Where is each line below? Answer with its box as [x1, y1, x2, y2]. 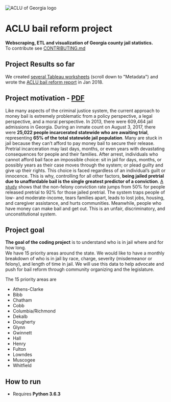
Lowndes [12, 351, 32, 358]
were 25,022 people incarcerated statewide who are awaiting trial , [5, 129, 149, 135]
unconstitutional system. [5, 210, 57, 217]
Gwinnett [12, 330, 32, 336]
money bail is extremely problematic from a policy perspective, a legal [5, 113, 153, 119]
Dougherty [12, 319, 36, 325]
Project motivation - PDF [5, 94, 85, 102]
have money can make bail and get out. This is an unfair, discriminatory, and [5, 205, 165, 211]
